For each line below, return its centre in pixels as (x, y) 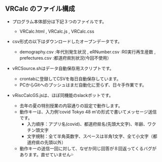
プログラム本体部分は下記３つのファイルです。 (59, 22)
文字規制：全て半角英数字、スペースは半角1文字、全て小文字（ (90, 136)
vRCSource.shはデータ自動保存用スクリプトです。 (63, 68)
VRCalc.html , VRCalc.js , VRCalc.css (57, 31)
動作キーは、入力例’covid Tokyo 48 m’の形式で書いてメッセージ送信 (88, 112)
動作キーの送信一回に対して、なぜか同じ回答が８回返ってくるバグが (88, 148)
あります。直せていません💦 (46, 154)
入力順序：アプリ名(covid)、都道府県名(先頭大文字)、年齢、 (87, 124)
